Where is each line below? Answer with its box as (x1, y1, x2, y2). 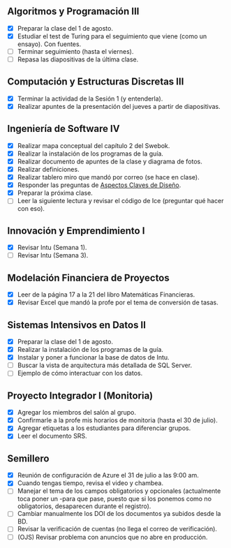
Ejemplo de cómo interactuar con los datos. (17, 369, 143, 378)
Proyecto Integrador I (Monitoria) (7, 390, 154, 401)
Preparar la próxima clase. (17, 188, 93, 198)
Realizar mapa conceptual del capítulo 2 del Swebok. (17, 141, 170, 149)
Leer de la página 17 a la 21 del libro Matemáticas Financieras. (17, 290, 195, 299)
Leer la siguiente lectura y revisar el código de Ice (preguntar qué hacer (17, 197, 224, 205)
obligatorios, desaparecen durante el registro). (17, 502, 151, 510)
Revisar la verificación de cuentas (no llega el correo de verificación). (17, 525, 218, 533)
